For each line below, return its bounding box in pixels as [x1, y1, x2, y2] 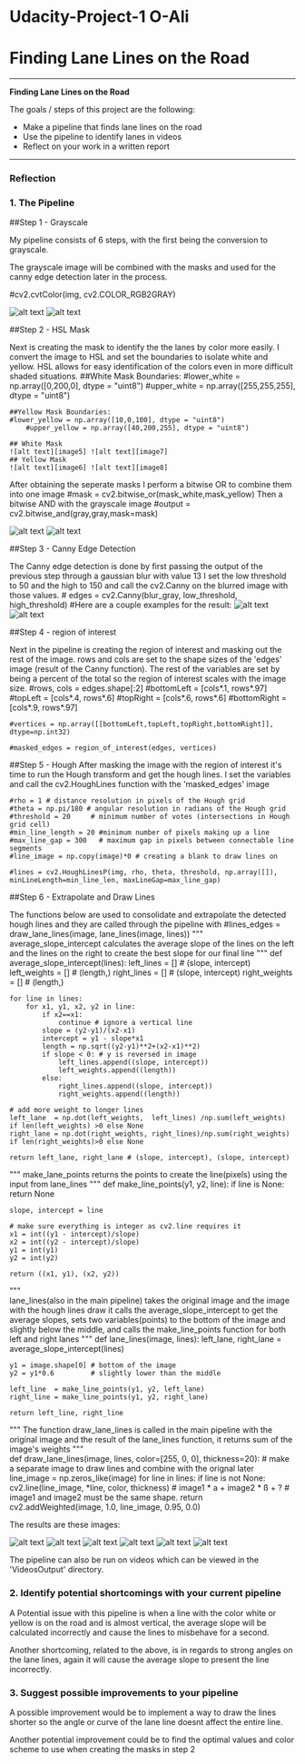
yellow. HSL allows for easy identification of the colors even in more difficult [9, 361, 293, 372]
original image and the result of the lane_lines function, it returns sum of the [9, 1434, 293, 1445]
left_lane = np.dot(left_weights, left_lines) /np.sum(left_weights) [9, 1114, 286, 1123]
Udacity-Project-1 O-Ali [9, 6, 190, 27]
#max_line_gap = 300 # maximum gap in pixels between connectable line [9, 836, 295, 845]
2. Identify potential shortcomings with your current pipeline [9, 1587, 281, 1600]
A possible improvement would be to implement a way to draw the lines [9, 1707, 277, 1718]
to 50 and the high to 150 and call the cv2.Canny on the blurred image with [9, 580, 289, 591]
